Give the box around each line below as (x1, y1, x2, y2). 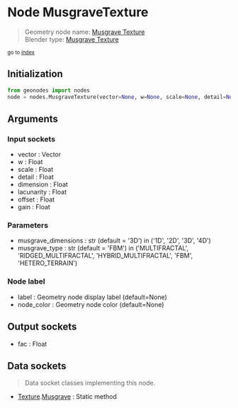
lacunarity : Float (17, 188, 67, 197)
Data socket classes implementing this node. (24, 379, 156, 387)
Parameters (7, 221, 48, 231)
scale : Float (17, 165, 54, 174)
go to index (7, 49, 35, 56)
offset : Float (17, 195, 55, 204)
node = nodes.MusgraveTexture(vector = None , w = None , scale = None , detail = (7, 93, 227, 100)
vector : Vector (17, 150, 62, 159)
